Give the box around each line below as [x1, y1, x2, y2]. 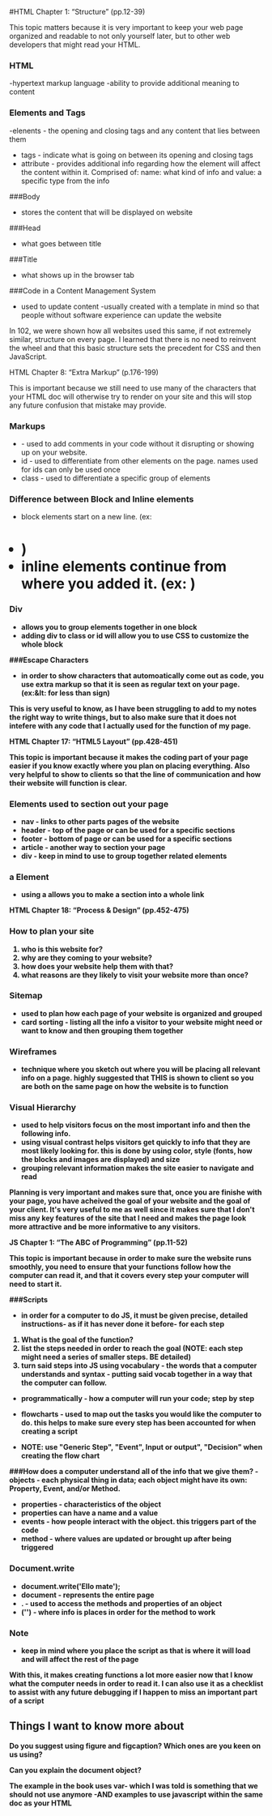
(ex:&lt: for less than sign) [20, 688, 110, 698]
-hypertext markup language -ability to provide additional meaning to [9, 79, 240, 88]
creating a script [20, 1426, 78, 1437]
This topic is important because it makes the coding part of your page [9, 752, 249, 762]
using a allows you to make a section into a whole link [20, 890, 205, 899]
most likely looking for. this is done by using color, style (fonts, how [20, 1146, 253, 1156]
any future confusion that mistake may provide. [9, 400, 167, 410]
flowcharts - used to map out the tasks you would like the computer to [20, 1409, 262, 1419]
